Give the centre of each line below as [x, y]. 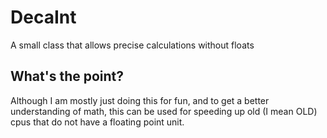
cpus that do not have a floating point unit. [97, 122]
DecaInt [43, 17]
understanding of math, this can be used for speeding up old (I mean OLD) [164, 111]
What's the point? [67, 76]
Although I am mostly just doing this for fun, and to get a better [140, 100]
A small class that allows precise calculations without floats [132, 45]
